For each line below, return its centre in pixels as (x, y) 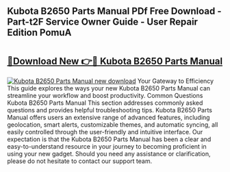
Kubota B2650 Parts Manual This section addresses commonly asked (105, 103)
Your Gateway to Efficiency (176, 81)
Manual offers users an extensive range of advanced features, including (108, 117)
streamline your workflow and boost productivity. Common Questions (105, 96)
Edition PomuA (39, 33)
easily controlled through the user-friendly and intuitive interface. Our (105, 132)
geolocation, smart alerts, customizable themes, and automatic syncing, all (113, 125)
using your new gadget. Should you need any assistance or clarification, (109, 154)
